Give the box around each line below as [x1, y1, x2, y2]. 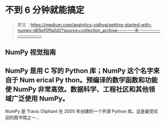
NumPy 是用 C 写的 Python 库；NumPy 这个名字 [5, 66, 154, 75]
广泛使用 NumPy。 [11, 94, 69, 103]
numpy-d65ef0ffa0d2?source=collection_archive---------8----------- [17, 27, 160, 33]
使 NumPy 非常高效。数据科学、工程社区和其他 [5, 85, 149, 93]
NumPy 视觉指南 [5, 48, 56, 57]
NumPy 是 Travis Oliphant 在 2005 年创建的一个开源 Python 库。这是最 [5, 108, 150, 114]
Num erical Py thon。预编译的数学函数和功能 [19, 76, 158, 84]
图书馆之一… [13, 115, 40, 121]
